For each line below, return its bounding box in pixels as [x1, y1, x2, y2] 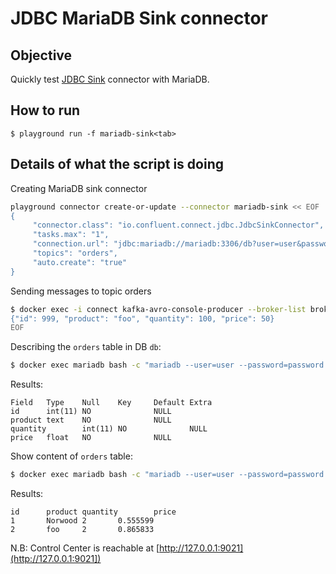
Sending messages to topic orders [10, 285, 152, 297]
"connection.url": [32, 239, 110, 249]
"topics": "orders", [32, 248, 118, 258]
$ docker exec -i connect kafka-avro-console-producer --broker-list [10, 304, 307, 314]
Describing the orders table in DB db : [10, 341, 162, 353]
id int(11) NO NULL [10, 407, 172, 417]
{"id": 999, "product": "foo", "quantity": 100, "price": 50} [10, 313, 275, 324]
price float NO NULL [10, 433, 172, 443]
